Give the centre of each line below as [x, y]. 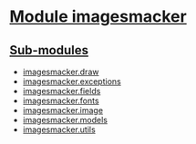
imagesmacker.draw [61, 72]
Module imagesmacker [98, 17]
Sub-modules [49, 50]
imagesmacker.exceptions [72, 82]
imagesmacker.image [62, 110]
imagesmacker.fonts [61, 101]
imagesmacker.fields [62, 91]
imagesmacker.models [65, 120]
